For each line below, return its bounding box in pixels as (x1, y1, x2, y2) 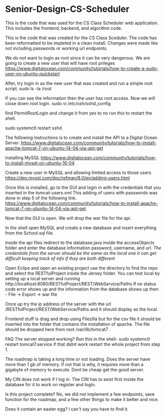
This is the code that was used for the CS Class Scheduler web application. (5, 20, 159, 26)
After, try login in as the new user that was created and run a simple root (5, 80, 153, 86)
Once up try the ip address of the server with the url (5, 301, 111, 307)
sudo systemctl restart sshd (5, 125, 62, 131)
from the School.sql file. (5, 230, 54, 236)
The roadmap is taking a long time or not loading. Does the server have (5, 356, 150, 362)
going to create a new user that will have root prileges (5, 60, 115, 66)
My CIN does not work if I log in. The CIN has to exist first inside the (5, 376, 144, 382)
